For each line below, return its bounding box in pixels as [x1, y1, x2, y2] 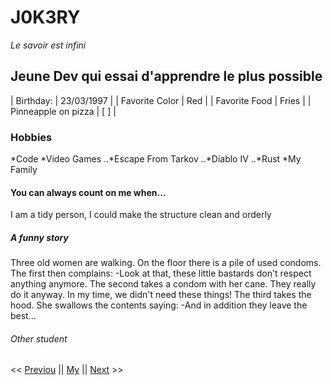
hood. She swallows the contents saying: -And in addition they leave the [10, 299, 308, 311]
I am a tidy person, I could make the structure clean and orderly [10, 209, 272, 221]
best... [10, 310, 37, 322]
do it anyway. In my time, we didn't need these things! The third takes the [10, 289, 312, 301]
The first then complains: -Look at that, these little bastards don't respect [10, 267, 312, 280]
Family [10, 164, 38, 176]
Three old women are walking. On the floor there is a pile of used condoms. [10, 257, 322, 269]
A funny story [10, 231, 69, 243]
